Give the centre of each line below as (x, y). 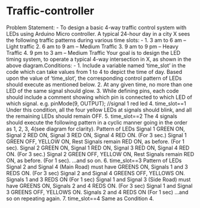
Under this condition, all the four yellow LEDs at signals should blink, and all (99, 110)
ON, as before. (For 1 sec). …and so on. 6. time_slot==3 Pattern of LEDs (94, 160)
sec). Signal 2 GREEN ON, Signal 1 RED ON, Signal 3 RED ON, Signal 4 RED (98, 148)
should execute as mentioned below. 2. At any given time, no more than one (99, 84)
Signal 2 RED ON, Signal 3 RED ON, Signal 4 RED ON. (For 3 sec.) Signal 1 (96, 135)
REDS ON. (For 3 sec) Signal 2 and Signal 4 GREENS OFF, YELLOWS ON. (96, 173)
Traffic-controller (50, 11)
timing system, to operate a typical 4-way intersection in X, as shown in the (99, 59)
